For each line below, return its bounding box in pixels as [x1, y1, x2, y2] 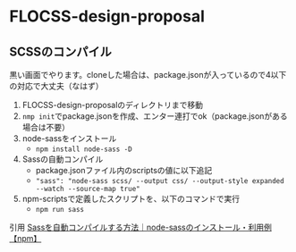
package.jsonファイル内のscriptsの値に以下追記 [35, 165, 213, 175]
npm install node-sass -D [35, 145, 132, 154]
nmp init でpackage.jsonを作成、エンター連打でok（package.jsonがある [21, 111, 288, 122]
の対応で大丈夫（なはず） [9, 80, 104, 91]
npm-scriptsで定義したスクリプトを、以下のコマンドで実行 [21, 194, 240, 204]
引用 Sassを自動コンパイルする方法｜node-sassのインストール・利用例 [9, 222, 273, 232]
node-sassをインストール [21, 133, 117, 144]
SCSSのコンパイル [9, 44, 112, 59]
